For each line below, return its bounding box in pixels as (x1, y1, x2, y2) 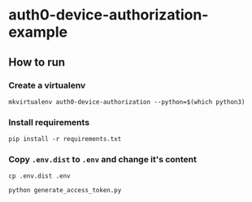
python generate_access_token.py (8, 187, 122, 195)
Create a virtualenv (8, 80, 86, 91)
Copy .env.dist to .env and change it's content (8, 154, 198, 165)
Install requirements (8, 116, 90, 127)
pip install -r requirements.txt (8, 135, 122, 144)
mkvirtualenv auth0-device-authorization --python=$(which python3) (8, 97, 245, 106)
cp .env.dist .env (8, 172, 71, 180)
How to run (8, 55, 66, 69)
